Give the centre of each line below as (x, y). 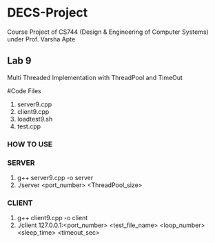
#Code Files (24, 90)
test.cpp (29, 126)
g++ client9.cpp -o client (52, 218)
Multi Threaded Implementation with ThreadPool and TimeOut (95, 77)
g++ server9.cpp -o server (55, 177)
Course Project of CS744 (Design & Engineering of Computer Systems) (108, 32)
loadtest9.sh (35, 119)
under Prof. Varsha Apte (41, 39)
